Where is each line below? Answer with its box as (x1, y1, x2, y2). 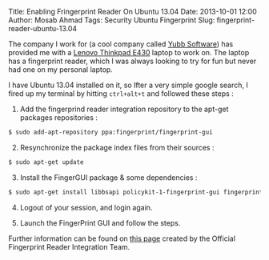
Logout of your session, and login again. (19, 202, 153, 212)
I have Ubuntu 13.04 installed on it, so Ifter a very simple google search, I (8, 80, 248, 90)
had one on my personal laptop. (8, 65, 114, 74)
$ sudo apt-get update (8, 158, 84, 166)
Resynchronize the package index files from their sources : (19, 142, 215, 152)
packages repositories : (19, 113, 98, 122)
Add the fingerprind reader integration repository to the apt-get (19, 104, 229, 114)
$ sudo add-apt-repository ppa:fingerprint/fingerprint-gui (8, 128, 214, 136)
